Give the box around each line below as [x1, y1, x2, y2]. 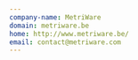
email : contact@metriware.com [9, 37, 122, 47]
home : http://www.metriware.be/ [9, 29, 129, 38]
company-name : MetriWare [9, 12, 101, 22]
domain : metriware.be [9, 21, 90, 30]
